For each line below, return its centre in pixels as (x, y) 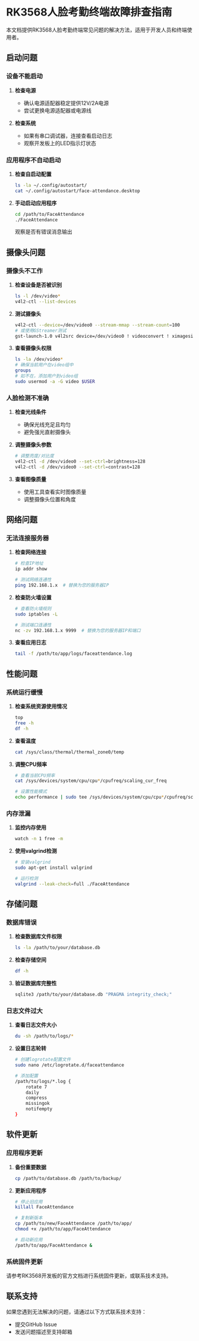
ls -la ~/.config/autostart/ (51, 185)
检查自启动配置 (33, 174)
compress (37, 1098)
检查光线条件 (30, 412)
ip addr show (31, 569)
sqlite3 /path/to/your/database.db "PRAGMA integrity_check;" (93, 995)
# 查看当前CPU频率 (35, 775)
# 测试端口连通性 (33, 625)
